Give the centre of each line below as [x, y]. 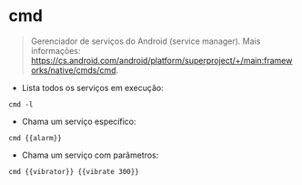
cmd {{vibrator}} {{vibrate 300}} [74, 171]
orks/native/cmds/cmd [73, 70]
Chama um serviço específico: [79, 121]
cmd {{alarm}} [35, 138]
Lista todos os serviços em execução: [93, 87]
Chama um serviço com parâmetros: [90, 155]
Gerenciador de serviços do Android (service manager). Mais [146, 41]
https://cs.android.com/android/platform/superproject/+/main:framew [161, 60]
